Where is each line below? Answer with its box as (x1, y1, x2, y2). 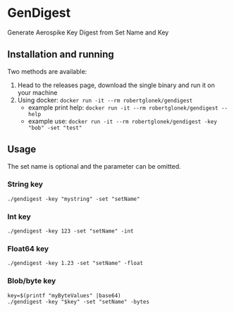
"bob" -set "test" (27, 124, 82, 131)
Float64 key (7, 244, 49, 254)
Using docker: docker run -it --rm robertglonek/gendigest (17, 96, 193, 104)
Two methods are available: (7, 67, 87, 75)
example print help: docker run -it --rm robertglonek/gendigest (27, 103, 218, 112)
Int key (7, 212, 32, 221)
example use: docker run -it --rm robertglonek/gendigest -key (27, 117, 217, 125)
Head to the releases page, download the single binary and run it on (17, 81, 215, 89)
